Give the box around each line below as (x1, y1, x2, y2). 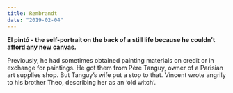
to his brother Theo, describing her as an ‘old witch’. (7, 78, 156, 86)
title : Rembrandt (7, 10, 58, 17)
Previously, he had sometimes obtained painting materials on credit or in (7, 56, 214, 64)
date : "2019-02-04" (7, 17, 64, 23)
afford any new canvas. (7, 43, 77, 51)
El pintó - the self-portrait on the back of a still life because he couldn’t (7, 35, 216, 43)
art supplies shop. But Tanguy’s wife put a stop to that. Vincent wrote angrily (7, 70, 226, 79)
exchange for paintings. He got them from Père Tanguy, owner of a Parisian (7, 63, 224, 72)
